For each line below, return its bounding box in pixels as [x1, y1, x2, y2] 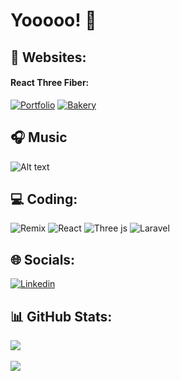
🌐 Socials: [10, 251, 76, 268]
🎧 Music [10, 129, 68, 146]
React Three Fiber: [10, 77, 90, 89]
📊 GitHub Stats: [10, 308, 113, 325]
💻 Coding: [10, 190, 78, 208]
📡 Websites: [10, 49, 87, 66]
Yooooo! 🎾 [10, 9, 97, 32]
